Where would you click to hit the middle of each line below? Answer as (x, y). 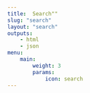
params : (44, 72)
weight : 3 (47, 66)
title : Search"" (33, 14)
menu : (15, 53)
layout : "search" (33, 27)
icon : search (64, 79)
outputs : (20, 33)
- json (30, 46)
